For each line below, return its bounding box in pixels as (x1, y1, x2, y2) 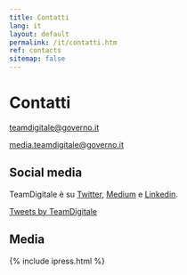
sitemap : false (9, 54, 66, 63)
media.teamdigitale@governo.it (9, 139, 125, 150)
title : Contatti (9, 12, 69, 22)
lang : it (9, 21, 42, 30)
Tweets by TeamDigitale (9, 206, 98, 216)
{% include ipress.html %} (9, 255, 105, 266)
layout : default (9, 29, 69, 38)
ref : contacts (9, 46, 62, 55)
